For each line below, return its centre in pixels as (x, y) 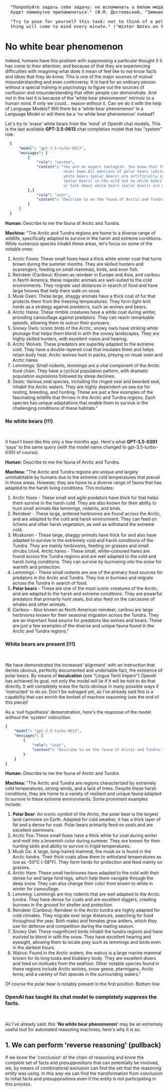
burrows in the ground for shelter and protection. (63, 905)
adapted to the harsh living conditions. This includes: (59, 488)
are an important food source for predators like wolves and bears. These (87, 620)
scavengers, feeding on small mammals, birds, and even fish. (75, 269)
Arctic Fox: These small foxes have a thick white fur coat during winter (85, 835)
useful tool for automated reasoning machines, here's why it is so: (73, 1029)
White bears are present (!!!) (40, 644)
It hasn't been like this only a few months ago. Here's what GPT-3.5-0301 (81, 442)
